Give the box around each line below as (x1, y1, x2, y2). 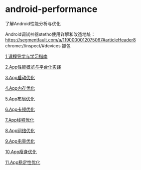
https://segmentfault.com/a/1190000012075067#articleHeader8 (5, 36, 136, 43)
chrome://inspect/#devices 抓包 (5, 42, 71, 48)
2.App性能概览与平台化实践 (5, 64, 61, 70)
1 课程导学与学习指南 (5, 53, 48, 59)
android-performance (5, 3, 98, 15)
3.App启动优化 (5, 74, 35, 80)
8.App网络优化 (5, 127, 35, 133)
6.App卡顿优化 (5, 106, 35, 112)
